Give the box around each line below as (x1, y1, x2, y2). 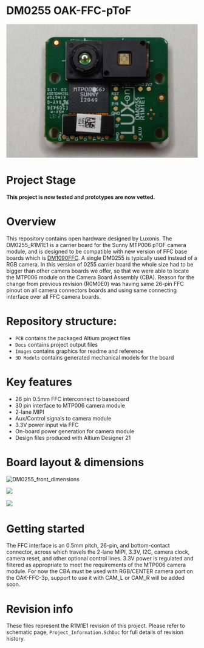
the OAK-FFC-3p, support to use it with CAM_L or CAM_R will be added (6, 574, 185, 582)
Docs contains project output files (15, 341, 98, 348)
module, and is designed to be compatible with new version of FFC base (6, 248, 188, 255)
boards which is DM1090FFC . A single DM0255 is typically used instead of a (6, 254, 197, 262)
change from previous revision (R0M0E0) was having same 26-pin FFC (6, 280, 184, 287)
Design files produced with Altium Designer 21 (15, 434, 131, 441)
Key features (6, 375, 73, 389)
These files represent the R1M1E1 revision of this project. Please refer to (6, 622, 185, 630)
